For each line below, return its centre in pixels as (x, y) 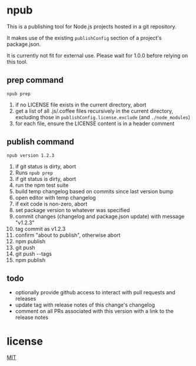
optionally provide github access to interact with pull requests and (95, 293)
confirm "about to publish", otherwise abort (68, 235)
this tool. (17, 62)
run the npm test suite (42, 185)
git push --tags (34, 254)
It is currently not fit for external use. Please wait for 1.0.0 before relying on (97, 55)
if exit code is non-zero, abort (51, 204)
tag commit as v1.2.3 (40, 229)
